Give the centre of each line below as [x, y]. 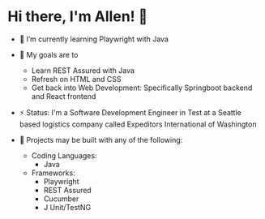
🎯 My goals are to [49, 54]
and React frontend [64, 96]
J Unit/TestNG [67, 207]
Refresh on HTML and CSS [76, 79]
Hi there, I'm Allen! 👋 [78, 17]
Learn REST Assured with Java [83, 70]
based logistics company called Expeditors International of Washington [138, 124]
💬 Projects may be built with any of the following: [101, 140]
